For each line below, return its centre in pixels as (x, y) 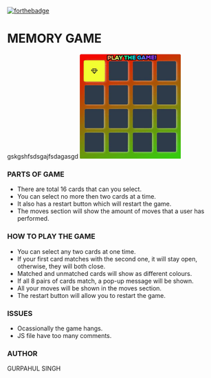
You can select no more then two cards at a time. (87, 197)
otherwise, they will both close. (61, 266)
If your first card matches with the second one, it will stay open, (107, 259)
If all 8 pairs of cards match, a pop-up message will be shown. (105, 281)
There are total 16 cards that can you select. (79, 189)
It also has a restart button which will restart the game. (94, 204)
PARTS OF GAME (36, 174)
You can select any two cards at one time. (76, 251)
